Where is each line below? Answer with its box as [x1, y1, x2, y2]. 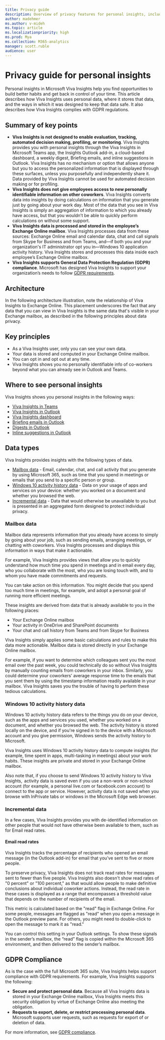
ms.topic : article [5, 26, 43, 31]
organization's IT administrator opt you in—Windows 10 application [12, 244, 148, 250]
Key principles [5, 333, 50, 341]
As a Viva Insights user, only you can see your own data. [12, 346, 127, 351]
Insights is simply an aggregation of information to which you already [12, 207, 152, 213]
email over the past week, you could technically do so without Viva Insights [5, 662, 157, 668]
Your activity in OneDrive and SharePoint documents [12, 622, 119, 628]
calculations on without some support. [12, 218, 90, 224]
